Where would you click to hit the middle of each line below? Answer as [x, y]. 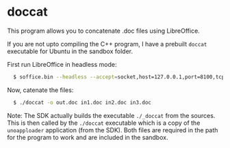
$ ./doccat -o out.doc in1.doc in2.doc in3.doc [82, 102]
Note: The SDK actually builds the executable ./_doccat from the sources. [111, 115]
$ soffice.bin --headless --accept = [65, 77]
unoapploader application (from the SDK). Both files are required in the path [113, 130]
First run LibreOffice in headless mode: [62, 64]
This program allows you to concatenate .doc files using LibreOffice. [103, 31]
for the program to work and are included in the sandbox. [88, 137]
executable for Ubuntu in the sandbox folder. [70, 51]
